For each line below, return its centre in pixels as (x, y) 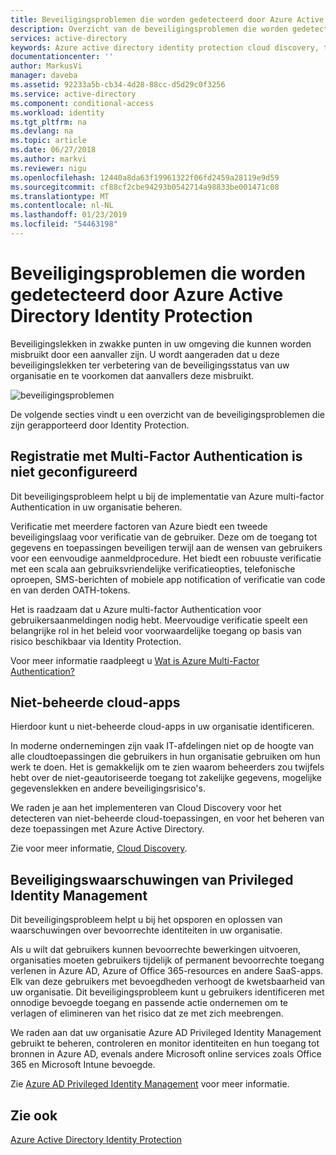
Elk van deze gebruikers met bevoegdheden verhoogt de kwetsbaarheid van (168, 982)
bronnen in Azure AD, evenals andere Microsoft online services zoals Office (166, 1054)
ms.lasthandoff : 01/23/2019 (69, 215)
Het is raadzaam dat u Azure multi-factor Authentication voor (136, 609)
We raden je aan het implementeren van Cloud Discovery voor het (146, 808)
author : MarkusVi (46, 66)
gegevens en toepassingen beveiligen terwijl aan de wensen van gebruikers (166, 547)
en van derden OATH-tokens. (70, 590)
